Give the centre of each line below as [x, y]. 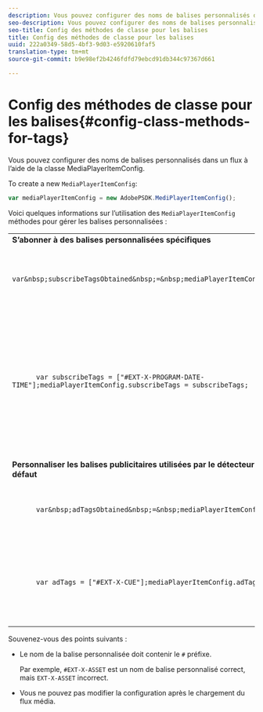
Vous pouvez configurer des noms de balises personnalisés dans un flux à [128, 160]
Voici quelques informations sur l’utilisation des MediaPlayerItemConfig [122, 213]
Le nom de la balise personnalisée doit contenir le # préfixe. [115, 654]
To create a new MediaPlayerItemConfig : [73, 183]
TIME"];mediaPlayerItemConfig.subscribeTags [96, 385]
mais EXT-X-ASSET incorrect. [64, 677]
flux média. [38, 701]
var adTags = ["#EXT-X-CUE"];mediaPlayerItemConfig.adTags [148, 582]
